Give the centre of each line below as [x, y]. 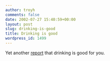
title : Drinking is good [31, 34]
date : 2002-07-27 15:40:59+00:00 [41, 19]
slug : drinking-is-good [30, 29]
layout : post [19, 24]
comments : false [22, 15]
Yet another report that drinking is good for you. [55, 53]
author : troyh [20, 10]
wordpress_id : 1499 [26, 39]
